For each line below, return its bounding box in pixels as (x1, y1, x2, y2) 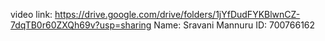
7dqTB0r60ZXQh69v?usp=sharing (10, 19, 152, 31)
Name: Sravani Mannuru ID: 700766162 (153, 19, 316, 31)
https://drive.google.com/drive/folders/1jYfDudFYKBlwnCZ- (54, 9, 301, 20)
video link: (10, 9, 53, 20)
